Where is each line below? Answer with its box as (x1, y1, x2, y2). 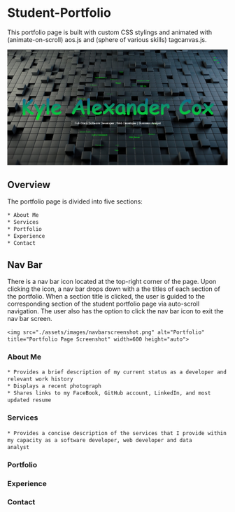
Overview (7, 178, 51, 190)
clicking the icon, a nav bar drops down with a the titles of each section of (7, 285, 220, 293)
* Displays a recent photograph (7, 383, 101, 390)
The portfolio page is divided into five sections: (7, 197, 143, 206)
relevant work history (7, 376, 73, 383)
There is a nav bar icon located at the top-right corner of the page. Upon (7, 278, 217, 286)
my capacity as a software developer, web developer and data (7, 436, 192, 443)
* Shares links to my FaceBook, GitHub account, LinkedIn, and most (7, 390, 211, 397)
